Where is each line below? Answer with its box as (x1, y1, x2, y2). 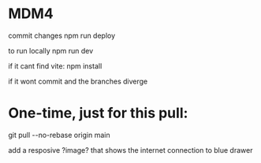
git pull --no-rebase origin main (8, 130, 110, 139)
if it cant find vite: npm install (8, 61, 103, 71)
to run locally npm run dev (8, 46, 94, 55)
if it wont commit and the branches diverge (8, 76, 148, 86)
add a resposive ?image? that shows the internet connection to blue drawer (8, 145, 253, 154)
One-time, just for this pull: (8, 104, 188, 122)
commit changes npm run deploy (8, 31, 116, 40)
